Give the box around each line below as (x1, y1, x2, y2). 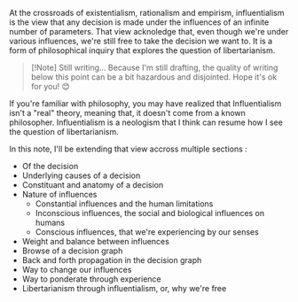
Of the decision (21, 161, 79, 171)
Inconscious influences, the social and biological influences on (35, 208, 265, 218)
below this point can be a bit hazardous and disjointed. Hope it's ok (30, 72, 278, 82)
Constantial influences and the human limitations (35, 198, 214, 209)
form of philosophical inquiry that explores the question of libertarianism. (9, 45, 276, 56)
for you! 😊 (30, 81, 70, 91)
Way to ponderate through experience (21, 274, 161, 284)
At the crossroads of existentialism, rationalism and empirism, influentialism (9, 8, 285, 18)
